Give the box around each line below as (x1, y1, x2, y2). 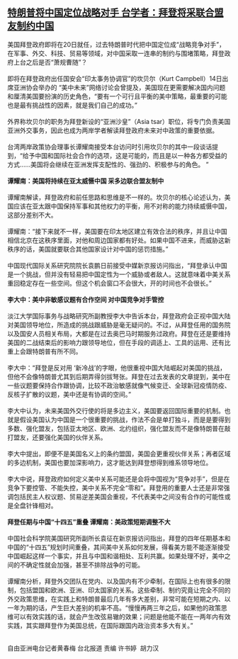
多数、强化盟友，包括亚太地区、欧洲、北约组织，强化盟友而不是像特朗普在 (7, 424, 225, 432)
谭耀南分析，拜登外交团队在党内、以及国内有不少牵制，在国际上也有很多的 (7, 577, 225, 585)
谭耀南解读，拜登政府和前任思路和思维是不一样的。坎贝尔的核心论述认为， (7, 193, 225, 201)
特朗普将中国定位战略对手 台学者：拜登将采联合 (7, 6, 215, 19)
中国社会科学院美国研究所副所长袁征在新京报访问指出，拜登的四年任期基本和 (7, 534, 231, 542)
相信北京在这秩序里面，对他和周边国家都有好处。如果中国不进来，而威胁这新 (7, 236, 231, 244)
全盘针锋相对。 (13, 501, 57, 509)
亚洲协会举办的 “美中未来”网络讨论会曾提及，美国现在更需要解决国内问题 (13, 83, 226, 91)
